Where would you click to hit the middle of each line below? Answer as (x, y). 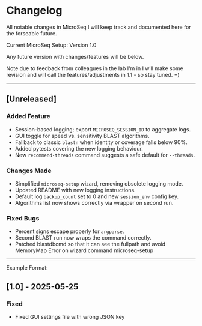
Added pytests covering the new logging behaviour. (79, 148)
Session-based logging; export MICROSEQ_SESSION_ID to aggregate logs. (103, 129)
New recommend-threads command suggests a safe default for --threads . (105, 155)
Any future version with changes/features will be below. (75, 56)
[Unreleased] (32, 99)
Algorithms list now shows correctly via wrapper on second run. (94, 202)
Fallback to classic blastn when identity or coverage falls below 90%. (101, 142)
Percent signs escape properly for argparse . (69, 231)
